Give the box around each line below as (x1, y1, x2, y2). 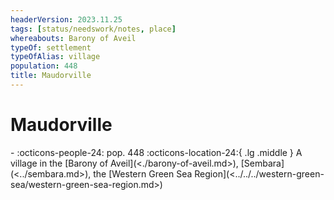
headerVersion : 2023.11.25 (10, 14, 123, 25)
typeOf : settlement (10, 42, 92, 53)
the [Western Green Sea (93, 167, 193, 180)
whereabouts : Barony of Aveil (10, 33, 137, 43)
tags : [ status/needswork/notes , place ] (10, 24, 177, 34)
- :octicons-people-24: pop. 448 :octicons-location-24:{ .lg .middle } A (10, 146, 303, 158)
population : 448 (10, 61, 78, 71)
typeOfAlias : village (10, 52, 101, 62)
